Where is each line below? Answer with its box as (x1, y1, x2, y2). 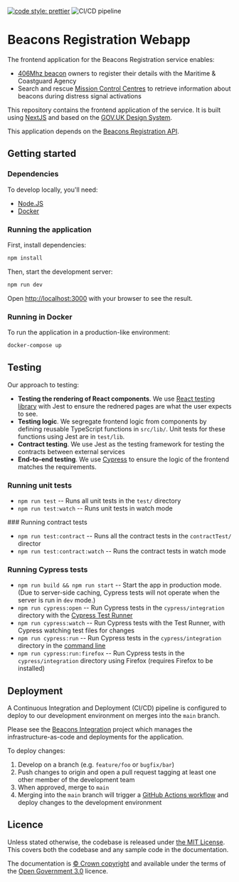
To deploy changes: (7, 747, 65, 755)
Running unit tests (7, 480, 73, 490)
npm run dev (7, 281, 43, 288)
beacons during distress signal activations (17, 91, 142, 100)
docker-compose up (7, 342, 62, 349)
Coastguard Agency (17, 76, 77, 85)
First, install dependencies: (7, 240, 87, 249)
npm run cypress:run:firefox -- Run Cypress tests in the (17, 649, 185, 657)
